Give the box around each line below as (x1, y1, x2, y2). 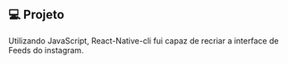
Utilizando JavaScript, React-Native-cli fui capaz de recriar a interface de (8, 35, 279, 46)
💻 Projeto (8, 7, 64, 22)
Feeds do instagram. (8, 44, 84, 55)
